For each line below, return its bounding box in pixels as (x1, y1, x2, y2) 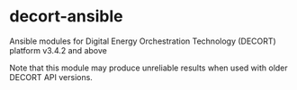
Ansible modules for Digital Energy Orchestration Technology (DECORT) (9, 36, 276, 46)
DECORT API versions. (9, 71, 93, 82)
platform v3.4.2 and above (9, 45, 108, 55)
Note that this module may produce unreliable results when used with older (9, 62, 288, 73)
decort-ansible (9, 6, 123, 27)
